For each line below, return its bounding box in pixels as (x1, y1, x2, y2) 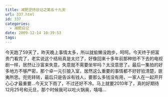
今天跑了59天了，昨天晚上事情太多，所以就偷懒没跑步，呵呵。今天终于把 (5, 49, 155, 55)
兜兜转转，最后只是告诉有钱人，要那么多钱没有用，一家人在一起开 (22, 74, 158, 80)
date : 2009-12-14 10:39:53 (5, 30, 61, 35)
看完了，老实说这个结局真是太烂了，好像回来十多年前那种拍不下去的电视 (13, 55, 163, 61)
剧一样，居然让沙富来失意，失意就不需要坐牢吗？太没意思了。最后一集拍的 (5, 62, 158, 68)
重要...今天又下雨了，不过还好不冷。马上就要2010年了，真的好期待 (22, 80, 159, 86)
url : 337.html (5, 12, 35, 17)
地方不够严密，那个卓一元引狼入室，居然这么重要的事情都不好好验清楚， (9, 68, 158, 74)
